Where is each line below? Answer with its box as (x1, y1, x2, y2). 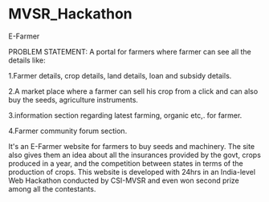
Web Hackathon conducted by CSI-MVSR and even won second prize (8, 176, 239, 185)
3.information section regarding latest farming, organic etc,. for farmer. (8, 110, 243, 120)
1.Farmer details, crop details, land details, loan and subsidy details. (8, 71, 232, 80)
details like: (8, 55, 46, 65)
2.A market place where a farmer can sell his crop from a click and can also (8, 86, 259, 96)
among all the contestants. (8, 184, 96, 193)
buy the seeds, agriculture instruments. (8, 95, 139, 104)
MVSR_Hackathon (8, 5, 132, 23)
